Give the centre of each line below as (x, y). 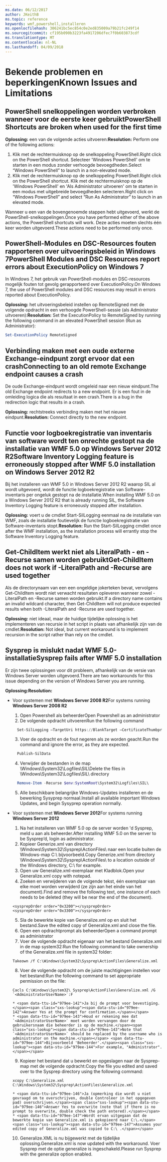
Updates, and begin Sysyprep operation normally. (71, 804)
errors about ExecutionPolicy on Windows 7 (75, 267)
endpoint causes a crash (44, 374)
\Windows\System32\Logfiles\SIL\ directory (65, 774)
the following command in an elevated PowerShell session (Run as (73, 320)
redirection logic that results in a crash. (45, 402)
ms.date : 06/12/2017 (27, 10)
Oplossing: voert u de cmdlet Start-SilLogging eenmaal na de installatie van (83, 515)
